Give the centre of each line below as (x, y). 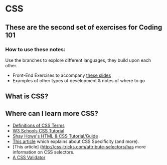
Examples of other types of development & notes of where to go (79, 80)
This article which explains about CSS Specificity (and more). (76, 141)
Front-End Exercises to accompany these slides (62, 75)
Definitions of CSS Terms (39, 125)
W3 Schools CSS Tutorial (38, 131)
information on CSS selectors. (43, 152)
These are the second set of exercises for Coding (84, 27)
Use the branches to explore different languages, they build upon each (78, 60)
